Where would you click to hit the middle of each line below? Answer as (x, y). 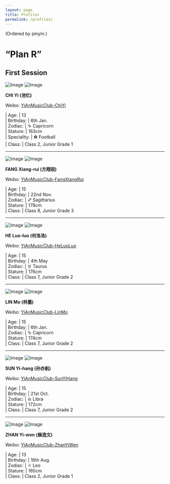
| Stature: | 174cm (24, 338)
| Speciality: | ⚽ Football (30, 137)
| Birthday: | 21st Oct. (27, 394)
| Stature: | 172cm (24, 405)
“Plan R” (24, 54)
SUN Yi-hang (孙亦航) (28, 368)
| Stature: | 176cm (24, 272)
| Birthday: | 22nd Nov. (29, 195)
